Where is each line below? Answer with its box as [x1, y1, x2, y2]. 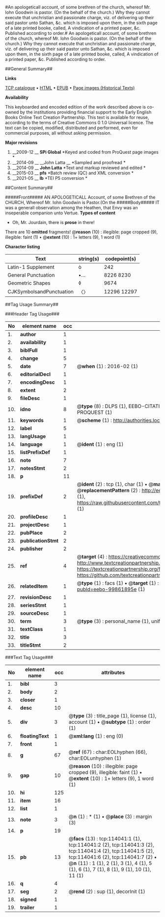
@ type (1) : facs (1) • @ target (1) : [77, 580, 159, 586]
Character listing [5, 244, 40, 250]
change [20, 355, 38, 362]
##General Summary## [5, 66, 53, 72]
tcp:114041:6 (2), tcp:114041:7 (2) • [68, 854, 157, 860]
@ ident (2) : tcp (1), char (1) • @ [77, 481, 154, 487]
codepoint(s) [105, 256, 137, 262]
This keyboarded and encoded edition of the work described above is [5, 104, 146, 110]
